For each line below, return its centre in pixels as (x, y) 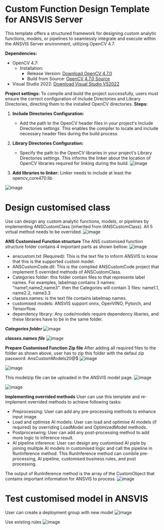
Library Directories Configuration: (48, 143)
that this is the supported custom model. (53, 261)
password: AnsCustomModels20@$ (42, 358)
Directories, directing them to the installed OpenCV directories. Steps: (77, 104)
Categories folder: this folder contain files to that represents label (79, 277)
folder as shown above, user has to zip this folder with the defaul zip (75, 353)
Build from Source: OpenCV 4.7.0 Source (68, 79)
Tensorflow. (24, 308)
